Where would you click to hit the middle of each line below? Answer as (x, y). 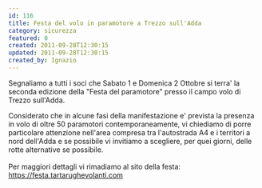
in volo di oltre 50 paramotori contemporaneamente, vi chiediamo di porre (130, 124)
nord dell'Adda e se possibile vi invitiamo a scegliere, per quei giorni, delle (130, 141)
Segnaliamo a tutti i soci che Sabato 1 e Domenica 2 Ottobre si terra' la (124, 83)
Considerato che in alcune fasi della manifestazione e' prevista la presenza (131, 115)
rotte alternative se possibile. (56, 150)
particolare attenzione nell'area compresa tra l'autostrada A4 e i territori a (129, 132)
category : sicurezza (43, 30)
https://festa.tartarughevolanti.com (66, 175)
